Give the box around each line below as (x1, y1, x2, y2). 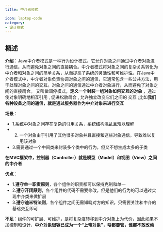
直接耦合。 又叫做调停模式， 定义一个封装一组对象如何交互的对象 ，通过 (13, 88, 156, 94)
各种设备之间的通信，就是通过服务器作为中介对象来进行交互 (5, 100, 124, 106)
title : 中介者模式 (5, 7, 39, 12)
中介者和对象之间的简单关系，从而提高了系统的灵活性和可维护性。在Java (5, 70, 151, 76)
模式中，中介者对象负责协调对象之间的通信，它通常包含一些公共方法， (13, 76, 154, 82)
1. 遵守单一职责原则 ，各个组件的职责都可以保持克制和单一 (12, 182, 126, 187)
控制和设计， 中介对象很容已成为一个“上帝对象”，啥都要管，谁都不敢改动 (9, 222, 154, 228)
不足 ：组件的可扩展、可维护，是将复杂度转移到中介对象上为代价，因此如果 (5, 216, 154, 222)
